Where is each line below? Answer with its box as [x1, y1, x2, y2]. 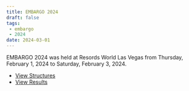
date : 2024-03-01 [6, 37, 50, 43]
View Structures [15, 72, 56, 79]
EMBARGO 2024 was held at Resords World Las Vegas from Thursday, [6, 54, 184, 61]
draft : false [6, 15, 40, 21]
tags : [6, 20, 20, 26]
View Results [15, 78, 48, 86]
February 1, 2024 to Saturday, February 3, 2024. [6, 60, 127, 67]
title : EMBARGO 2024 [6, 8, 59, 15]
